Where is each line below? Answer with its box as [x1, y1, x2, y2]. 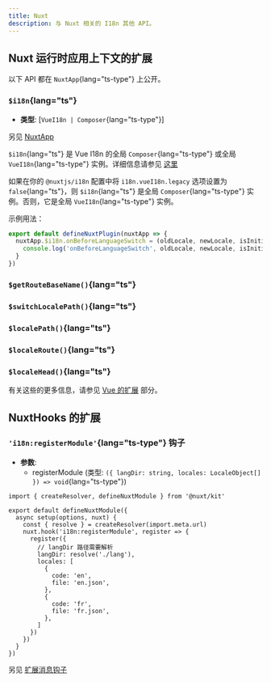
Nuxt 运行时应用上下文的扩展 [8, 51, 153, 65]
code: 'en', [51, 571, 92, 579]
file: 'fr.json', [51, 607, 110, 615]
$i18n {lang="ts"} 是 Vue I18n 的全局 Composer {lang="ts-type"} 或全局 [8, 149, 236, 159]
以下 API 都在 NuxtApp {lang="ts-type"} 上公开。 [8, 74, 165, 84]
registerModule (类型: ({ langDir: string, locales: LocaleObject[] [31, 467, 261, 477]
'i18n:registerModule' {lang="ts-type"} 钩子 [8, 438, 186, 449]
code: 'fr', [51, 599, 92, 608]
